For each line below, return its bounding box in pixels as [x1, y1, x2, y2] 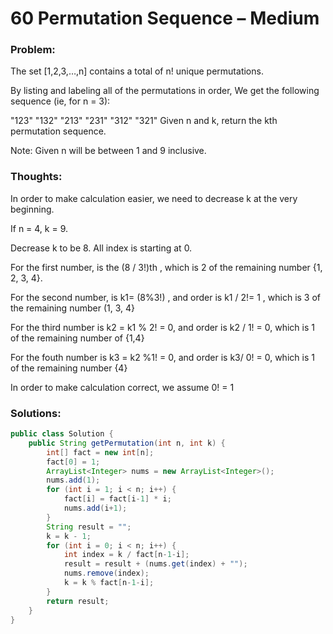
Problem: [10, 43, 56, 57]
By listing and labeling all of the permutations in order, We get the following [10, 85, 320, 97]
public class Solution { [10, 429, 114, 439]
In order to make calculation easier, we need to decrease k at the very [10, 192, 298, 204]
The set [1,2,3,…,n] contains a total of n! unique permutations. [10, 65, 264, 77]
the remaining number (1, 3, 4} [10, 302, 135, 314]
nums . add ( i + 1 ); [63, 503, 128, 514]
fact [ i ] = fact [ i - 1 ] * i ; [63, 494, 172, 504]
